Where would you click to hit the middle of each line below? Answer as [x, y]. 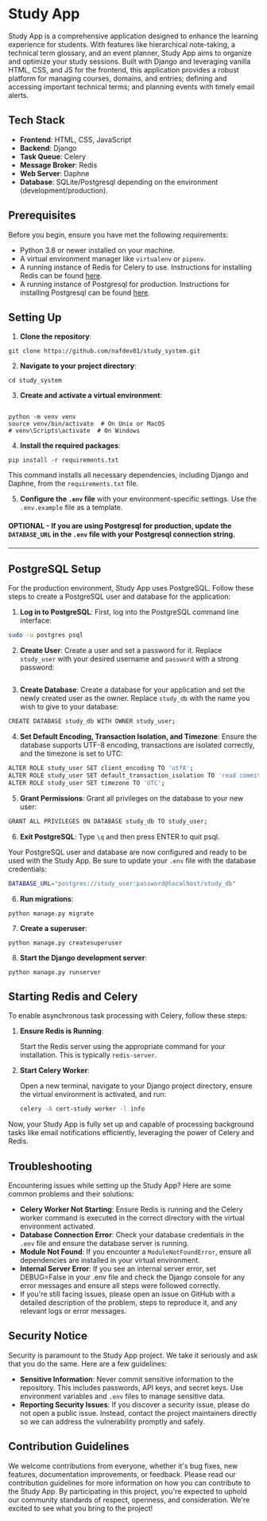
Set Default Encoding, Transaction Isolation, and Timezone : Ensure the [138, 737]
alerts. [19, 95]
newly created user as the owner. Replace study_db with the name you [135, 698]
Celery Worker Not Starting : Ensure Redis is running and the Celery [132, 1209]
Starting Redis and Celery [73, 996]
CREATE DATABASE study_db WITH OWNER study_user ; [92, 721]
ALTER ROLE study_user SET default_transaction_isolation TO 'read [122, 776]
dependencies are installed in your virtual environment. [110, 1260]
